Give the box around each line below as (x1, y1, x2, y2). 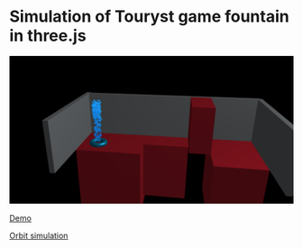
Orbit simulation (9, 230, 69, 241)
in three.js (9, 25, 87, 46)
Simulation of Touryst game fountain (9, 6, 290, 27)
